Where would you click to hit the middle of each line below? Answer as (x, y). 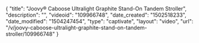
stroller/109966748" (30, 34)
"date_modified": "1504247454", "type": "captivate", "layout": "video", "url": (99, 21)
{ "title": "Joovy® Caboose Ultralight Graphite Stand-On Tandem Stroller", (96, 9)
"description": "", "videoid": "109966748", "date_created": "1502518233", (96, 15)
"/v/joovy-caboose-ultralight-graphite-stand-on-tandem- (77, 27)
